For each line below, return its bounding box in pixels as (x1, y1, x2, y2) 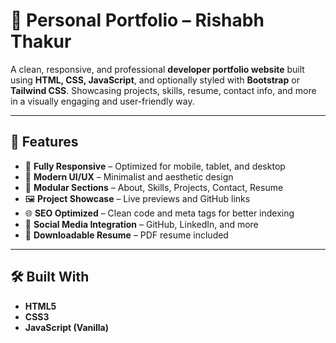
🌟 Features (10, 134, 79, 151)
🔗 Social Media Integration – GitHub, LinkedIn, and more (24, 218, 259, 230)
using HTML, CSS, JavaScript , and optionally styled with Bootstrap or (10, 74, 300, 86)
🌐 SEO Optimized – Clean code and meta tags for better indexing (24, 207, 295, 219)
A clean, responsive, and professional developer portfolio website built (10, 63, 305, 75)
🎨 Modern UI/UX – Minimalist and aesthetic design (24, 170, 234, 183)
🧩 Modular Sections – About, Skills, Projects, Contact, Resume (24, 181, 284, 193)
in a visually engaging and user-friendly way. (10, 95, 195, 107)
